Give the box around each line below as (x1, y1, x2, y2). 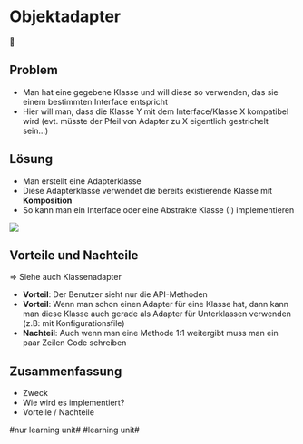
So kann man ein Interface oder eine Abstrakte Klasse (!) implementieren (22, 204, 295, 215)
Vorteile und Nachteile (9, 247, 139, 263)
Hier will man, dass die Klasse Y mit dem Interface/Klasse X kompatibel (22, 106, 289, 117)
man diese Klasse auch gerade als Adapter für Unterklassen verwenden (22, 308, 292, 319)
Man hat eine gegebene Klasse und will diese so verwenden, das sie (22, 86, 279, 97)
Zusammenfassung (9, 363, 122, 379)
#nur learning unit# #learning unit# (9, 424, 141, 436)
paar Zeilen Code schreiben (22, 337, 127, 348)
